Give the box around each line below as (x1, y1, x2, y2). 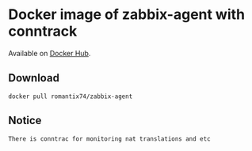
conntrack (8, 22, 78, 40)
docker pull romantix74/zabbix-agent (8, 92, 133, 100)
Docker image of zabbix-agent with (8, 6, 246, 24)
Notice (8, 114, 42, 127)
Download (8, 71, 59, 85)
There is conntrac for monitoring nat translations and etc (8, 134, 212, 143)
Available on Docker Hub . (8, 48, 91, 58)
